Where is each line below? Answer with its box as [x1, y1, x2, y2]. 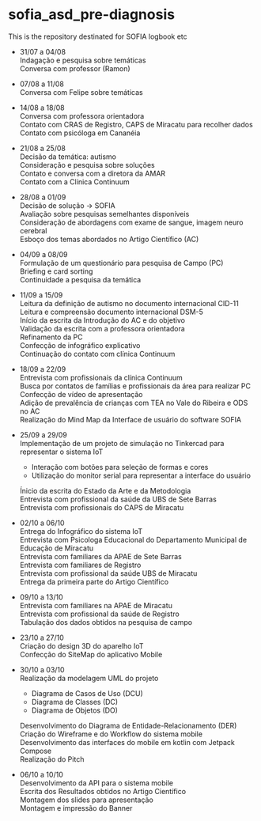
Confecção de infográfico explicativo [19, 340, 141, 350]
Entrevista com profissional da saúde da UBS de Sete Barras [19, 494, 217, 504]
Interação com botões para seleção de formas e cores [31, 462, 209, 471]
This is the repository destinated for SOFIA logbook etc [8, 32, 187, 41]
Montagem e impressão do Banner [19, 803, 133, 812]
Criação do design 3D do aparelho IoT [19, 641, 144, 650]
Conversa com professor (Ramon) [19, 63, 130, 73]
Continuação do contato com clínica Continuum [19, 349, 176, 358]
